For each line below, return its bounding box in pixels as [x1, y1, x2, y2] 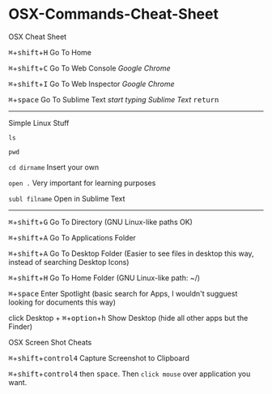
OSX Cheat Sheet [8, 32, 67, 41]
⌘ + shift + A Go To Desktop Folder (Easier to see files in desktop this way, [8, 249, 254, 258]
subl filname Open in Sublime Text [8, 193, 125, 203]
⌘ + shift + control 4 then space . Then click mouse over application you [8, 369, 251, 379]
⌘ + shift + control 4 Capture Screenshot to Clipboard [8, 353, 190, 362]
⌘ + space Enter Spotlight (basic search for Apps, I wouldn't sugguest [8, 288, 238, 298]
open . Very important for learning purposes [8, 178, 156, 188]
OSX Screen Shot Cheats [8, 337, 92, 347]
